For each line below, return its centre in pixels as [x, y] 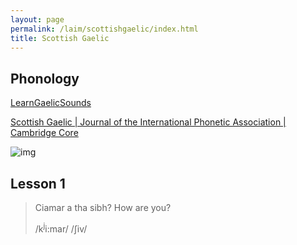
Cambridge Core [44, 133]
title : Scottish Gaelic [60, 38]
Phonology [45, 78]
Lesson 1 [38, 183]
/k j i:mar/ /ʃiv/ [61, 228]
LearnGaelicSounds [51, 103]
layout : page [37, 19]
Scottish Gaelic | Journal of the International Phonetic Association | [148, 122]
